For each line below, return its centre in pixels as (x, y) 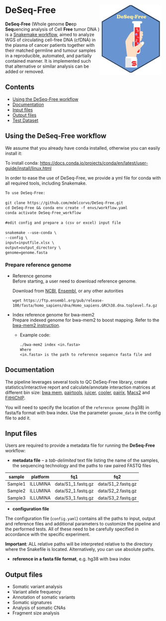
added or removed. (25, 71)
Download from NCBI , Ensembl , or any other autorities (68, 291)
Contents (20, 87)
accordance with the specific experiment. (48, 534)
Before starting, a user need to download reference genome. (74, 281)
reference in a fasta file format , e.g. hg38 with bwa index (71, 559)
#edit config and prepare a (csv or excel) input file (63, 223)
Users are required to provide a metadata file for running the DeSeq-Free (80, 445)
